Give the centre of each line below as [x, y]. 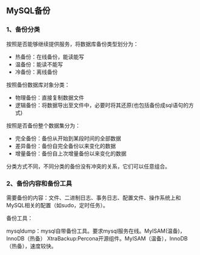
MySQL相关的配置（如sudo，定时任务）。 [57, 205]
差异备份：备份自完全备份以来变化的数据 [65, 146]
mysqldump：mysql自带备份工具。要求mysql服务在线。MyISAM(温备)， [96, 231]
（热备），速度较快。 [31, 246]
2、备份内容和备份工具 [39, 183]
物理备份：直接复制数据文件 [50, 97]
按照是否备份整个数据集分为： [43, 125]
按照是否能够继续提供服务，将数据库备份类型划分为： [73, 44]
